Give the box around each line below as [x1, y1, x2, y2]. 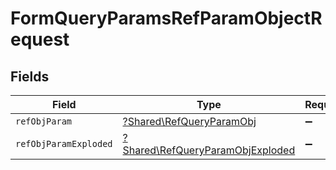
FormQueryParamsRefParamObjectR [10, 7, 323, 30]
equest [10, 28, 70, 51]
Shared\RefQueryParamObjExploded [122, 143, 296, 157]
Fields [10, 68, 50, 85]
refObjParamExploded [15, 138, 113, 149]
